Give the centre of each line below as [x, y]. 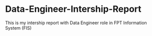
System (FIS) [18, 28]
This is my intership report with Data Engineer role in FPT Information [76, 23]
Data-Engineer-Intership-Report [73, 9]
